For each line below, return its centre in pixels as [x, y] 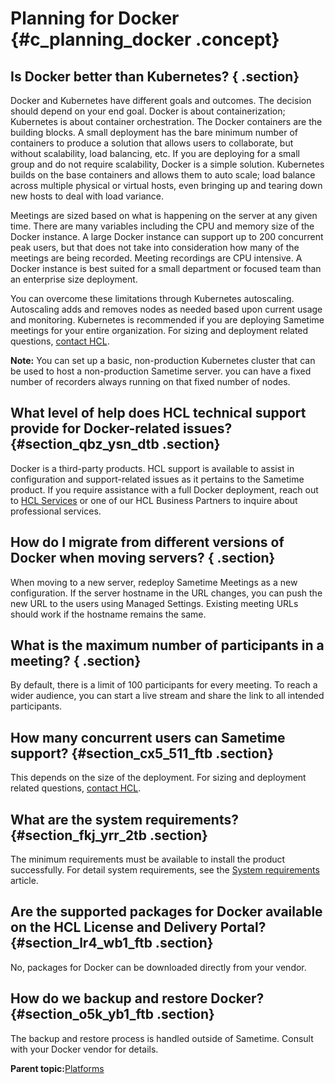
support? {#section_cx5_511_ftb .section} [142, 753]
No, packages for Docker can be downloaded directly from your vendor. [158, 967]
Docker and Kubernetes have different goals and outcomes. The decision [161, 100]
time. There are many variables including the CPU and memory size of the [162, 226]
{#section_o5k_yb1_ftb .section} [112, 1014]
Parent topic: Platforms [57, 1068]
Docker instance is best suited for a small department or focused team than [166, 268]
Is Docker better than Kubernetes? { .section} [155, 76]
